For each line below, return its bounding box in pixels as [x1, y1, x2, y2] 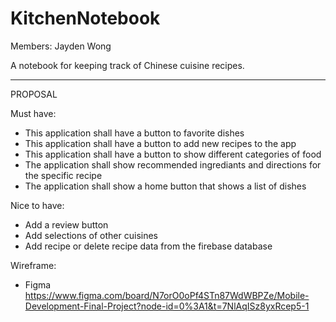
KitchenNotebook [10, 7, 161, 30]
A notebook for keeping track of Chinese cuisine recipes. [10, 59, 245, 71]
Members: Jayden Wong [10, 40, 112, 52]
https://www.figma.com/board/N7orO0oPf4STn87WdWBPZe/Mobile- [24, 289, 310, 301]
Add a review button [24, 218, 109, 231]
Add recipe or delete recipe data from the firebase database [24, 240, 273, 252]
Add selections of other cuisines [24, 229, 159, 241]
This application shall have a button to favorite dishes [24, 127, 245, 139]
